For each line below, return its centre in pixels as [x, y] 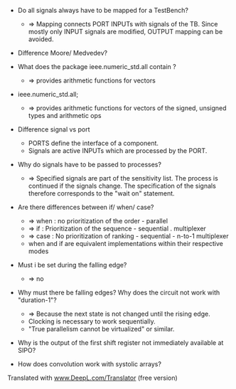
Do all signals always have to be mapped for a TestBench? [103, 10]
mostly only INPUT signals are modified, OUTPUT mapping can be [125, 32]
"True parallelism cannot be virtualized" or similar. [101, 329]
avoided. [41, 39]
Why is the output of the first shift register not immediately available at [120, 343]
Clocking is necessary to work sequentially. [92, 321]
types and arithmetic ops [65, 116]
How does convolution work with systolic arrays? [90, 364]
